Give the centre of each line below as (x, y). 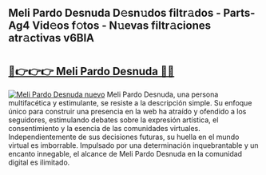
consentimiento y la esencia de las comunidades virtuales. (105, 128)
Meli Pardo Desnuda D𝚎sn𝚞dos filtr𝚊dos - (115, 13)
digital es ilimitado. (39, 162)
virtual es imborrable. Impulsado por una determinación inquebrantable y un (133, 145)
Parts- (239, 13)
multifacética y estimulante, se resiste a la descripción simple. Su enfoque (130, 103)
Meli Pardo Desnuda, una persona (163, 94)
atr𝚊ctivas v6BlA (51, 38)
